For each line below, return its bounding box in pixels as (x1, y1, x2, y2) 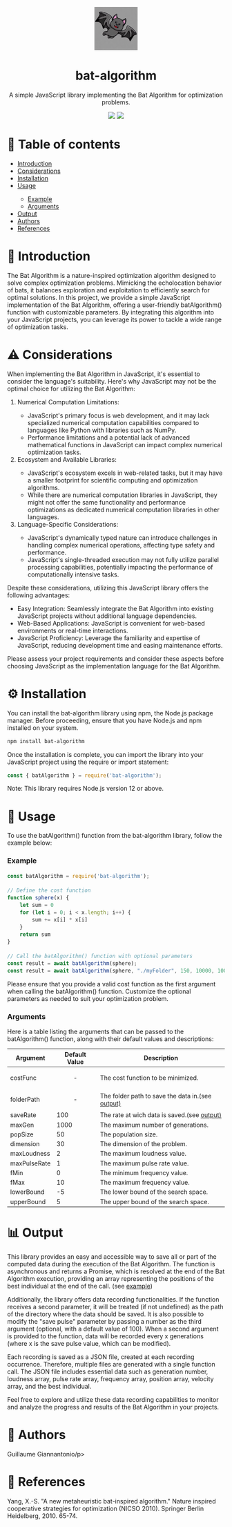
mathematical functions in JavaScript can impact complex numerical (27, 440, 222, 449)
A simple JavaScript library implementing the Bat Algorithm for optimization (9, 91, 223, 99)
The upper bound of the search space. (99, 1197, 209, 1206)
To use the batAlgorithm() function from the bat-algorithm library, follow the (7, 832, 222, 840)
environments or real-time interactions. (17, 626, 128, 635)
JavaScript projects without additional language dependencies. (17, 612, 197, 620)
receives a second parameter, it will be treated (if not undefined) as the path (7, 1303, 224, 1311)
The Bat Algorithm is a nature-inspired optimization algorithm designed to (7, 271, 216, 279)
